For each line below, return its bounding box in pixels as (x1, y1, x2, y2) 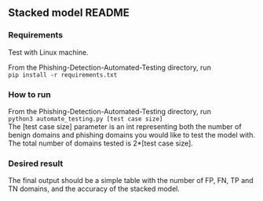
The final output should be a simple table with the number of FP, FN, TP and (8, 176, 254, 185)
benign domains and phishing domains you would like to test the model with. (8, 130, 256, 139)
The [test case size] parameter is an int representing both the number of (8, 121, 242, 131)
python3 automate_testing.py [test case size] (8, 115, 163, 123)
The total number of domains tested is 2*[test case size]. (8, 138, 194, 148)
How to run (8, 89, 51, 100)
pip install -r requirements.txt (8, 70, 118, 79)
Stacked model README (8, 6, 130, 20)
